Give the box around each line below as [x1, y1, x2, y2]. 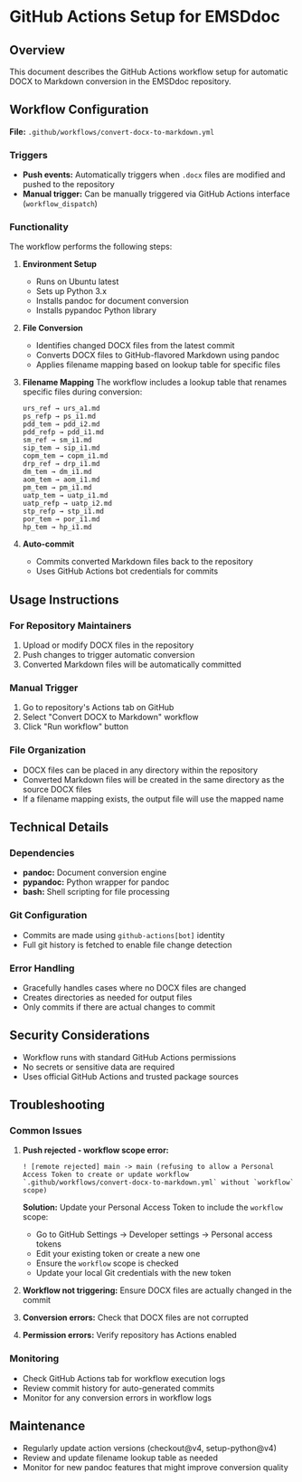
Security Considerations [9, 1028, 151, 1043]
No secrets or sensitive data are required [22, 1061, 175, 1072]
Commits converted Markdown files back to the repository [35, 556, 253, 567]
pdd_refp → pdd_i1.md [22, 428, 104, 437]
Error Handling [9, 962, 75, 974]
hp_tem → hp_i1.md [22, 523, 92, 532]
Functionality [9, 221, 70, 233]
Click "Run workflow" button [22, 721, 129, 732]
